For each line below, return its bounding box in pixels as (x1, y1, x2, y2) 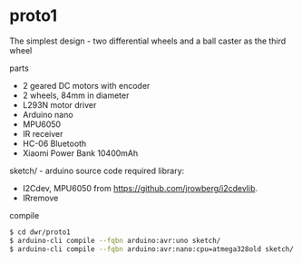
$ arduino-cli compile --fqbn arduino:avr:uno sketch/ (9, 236, 221, 245)
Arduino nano (22, 109, 74, 120)
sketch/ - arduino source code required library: (9, 165, 185, 176)
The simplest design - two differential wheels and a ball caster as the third (9, 35, 287, 46)
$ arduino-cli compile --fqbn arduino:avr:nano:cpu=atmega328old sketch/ (9, 244, 295, 254)
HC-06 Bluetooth (22, 138, 87, 149)
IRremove (22, 192, 59, 203)
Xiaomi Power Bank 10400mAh (22, 147, 139, 159)
